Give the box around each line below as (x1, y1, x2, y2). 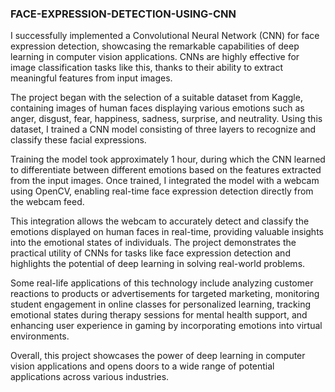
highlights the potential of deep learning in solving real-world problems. (10, 258, 306, 270)
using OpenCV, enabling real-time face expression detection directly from (10, 185, 314, 197)
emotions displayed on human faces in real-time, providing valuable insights (10, 226, 324, 238)
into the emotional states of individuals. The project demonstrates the (10, 237, 297, 249)
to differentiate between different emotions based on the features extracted (10, 164, 322, 176)
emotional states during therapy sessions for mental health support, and (10, 309, 308, 321)
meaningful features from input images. (10, 72, 173, 84)
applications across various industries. (10, 371, 170, 383)
